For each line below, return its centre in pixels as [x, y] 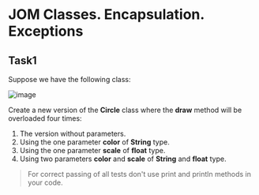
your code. [45, 182]
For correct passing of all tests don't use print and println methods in [139, 174]
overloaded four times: [45, 118]
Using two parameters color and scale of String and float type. [123, 159]
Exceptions [46, 31]
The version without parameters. [73, 133]
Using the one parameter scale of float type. [92, 150]
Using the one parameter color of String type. [94, 142]
